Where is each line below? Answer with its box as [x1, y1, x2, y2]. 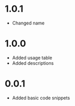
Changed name [12, 20, 45, 26]
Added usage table [12, 55, 53, 61]
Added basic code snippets [12, 95, 70, 101]
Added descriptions [12, 60, 54, 66]
